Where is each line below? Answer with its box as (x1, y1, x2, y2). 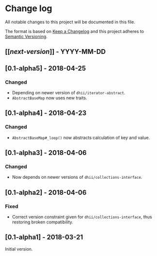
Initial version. (5, 246, 33, 252)
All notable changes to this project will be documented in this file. (5, 19, 136, 25)
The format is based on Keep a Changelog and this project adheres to (5, 28, 144, 34)
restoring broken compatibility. (12, 219, 74, 225)
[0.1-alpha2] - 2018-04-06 (5, 188, 87, 197)
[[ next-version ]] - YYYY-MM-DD (5, 48, 106, 56)
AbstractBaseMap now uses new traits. (12, 95, 87, 101)
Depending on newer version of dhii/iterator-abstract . (12, 90, 126, 96)
